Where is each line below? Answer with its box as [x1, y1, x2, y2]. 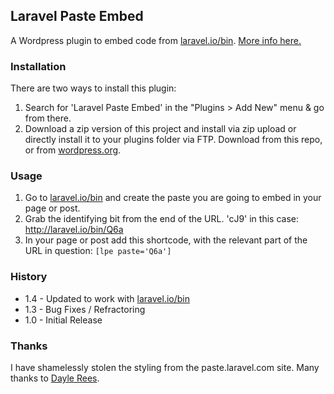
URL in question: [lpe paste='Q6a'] [24, 245, 172, 257]
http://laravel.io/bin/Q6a [24, 224, 124, 236]
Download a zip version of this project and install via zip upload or [24, 123, 297, 135]
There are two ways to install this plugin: [10, 82, 177, 94]
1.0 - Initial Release [24, 314, 103, 326]
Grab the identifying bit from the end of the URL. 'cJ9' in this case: [24, 213, 299, 225]
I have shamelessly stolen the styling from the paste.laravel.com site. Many [10, 362, 320, 373]
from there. [24, 112, 72, 124]
